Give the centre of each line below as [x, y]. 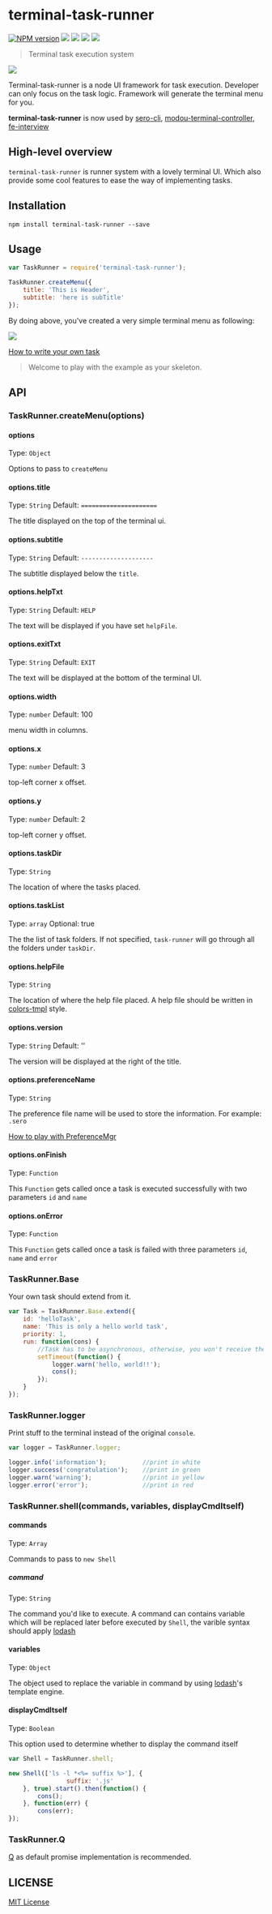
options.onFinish [38, 1155]
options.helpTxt [36, 592]
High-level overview [61, 152]
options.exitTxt [35, 644]
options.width [32, 696]
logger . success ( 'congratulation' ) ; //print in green [104, 1470]
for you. [21, 102]
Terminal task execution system [81, 54]
